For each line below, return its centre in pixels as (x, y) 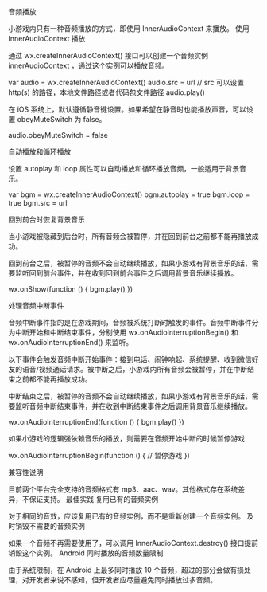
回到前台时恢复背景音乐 (46, 219)
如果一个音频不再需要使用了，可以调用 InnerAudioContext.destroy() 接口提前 (133, 543)
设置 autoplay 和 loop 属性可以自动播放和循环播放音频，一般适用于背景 (124, 169)
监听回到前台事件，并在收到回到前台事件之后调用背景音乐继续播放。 (126, 273)
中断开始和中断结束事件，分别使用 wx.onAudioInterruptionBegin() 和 (126, 332)
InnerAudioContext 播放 (47, 39)
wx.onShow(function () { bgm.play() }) (71, 289)
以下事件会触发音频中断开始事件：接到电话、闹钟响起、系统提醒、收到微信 (130, 359)
